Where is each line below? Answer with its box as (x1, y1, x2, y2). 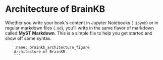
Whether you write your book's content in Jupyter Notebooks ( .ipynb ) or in (5, 20, 159, 26)
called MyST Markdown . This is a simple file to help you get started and (5, 30, 153, 36)
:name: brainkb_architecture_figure (14, 45, 90, 50)
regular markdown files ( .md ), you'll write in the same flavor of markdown (5, 25, 154, 30)
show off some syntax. (5, 35, 52, 41)
